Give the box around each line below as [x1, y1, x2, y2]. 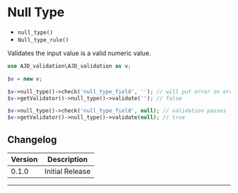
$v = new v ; [7, 75, 42, 82]
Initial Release [45, 167, 91, 176]
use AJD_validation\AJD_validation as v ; [7, 62, 132, 69]
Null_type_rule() [17, 36, 69, 43]
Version [11, 155, 38, 164]
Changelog [7, 134, 57, 146]
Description [47, 155, 89, 164]
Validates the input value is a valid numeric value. [7, 49, 152, 57]
